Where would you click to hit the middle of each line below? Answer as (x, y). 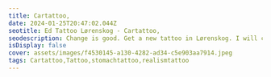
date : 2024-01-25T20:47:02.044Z (63, 23)
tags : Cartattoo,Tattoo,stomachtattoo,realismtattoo (99, 61)
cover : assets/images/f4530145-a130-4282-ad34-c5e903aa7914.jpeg (120, 53)
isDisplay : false (38, 46)
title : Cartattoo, (39, 16)
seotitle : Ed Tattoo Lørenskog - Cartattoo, (84, 30)
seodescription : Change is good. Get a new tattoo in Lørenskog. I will (133, 38)
